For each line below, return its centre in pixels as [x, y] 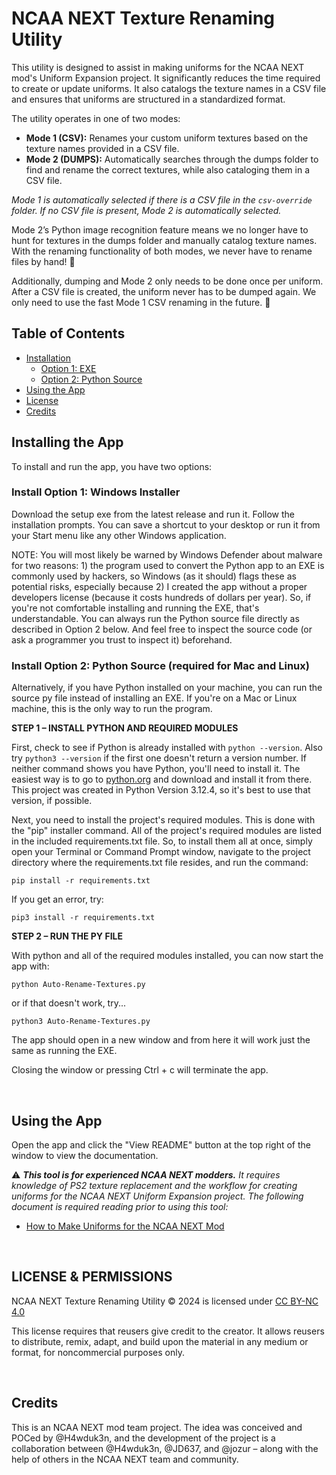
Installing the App [67, 442]
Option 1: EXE [68, 368]
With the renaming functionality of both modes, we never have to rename [162, 251]
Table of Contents [68, 333]
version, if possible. [52, 801]
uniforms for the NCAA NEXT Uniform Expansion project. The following [157, 1196]
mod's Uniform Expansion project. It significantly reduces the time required [166, 78]
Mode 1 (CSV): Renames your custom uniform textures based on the [167, 138]
